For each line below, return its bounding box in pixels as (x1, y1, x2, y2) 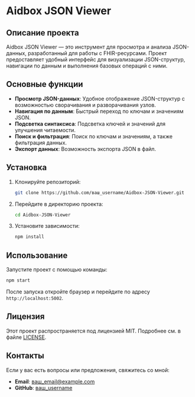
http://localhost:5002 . (6, 294, 64, 301)
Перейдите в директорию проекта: (14, 200, 103, 208)
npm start (6, 277, 31, 283)
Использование (6, 250, 68, 260)
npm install (14, 234, 44, 240)
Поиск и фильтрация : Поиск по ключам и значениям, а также (14, 133, 173, 140)
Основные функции (6, 79, 83, 89)
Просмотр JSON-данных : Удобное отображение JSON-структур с (14, 95, 185, 102)
